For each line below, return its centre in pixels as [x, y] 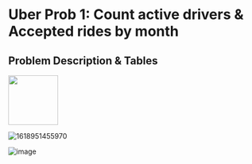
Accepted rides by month [93, 31]
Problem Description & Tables [83, 61]
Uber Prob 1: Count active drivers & [126, 15]
